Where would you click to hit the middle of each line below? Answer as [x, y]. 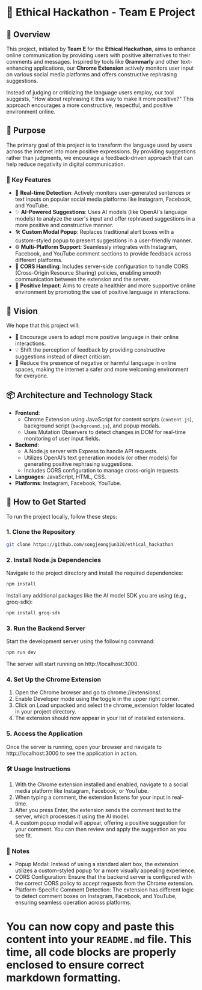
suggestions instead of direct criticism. [63, 356]
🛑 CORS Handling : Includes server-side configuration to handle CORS [102, 266]
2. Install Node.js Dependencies [54, 560]
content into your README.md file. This [99, 940]
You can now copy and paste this [90, 927]
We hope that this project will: [43, 325]
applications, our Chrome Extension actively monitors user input [114, 68]
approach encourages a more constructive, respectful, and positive [90, 105]
